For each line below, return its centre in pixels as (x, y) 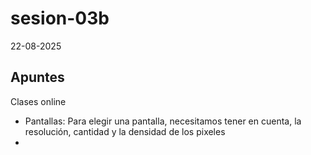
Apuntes (37, 77)
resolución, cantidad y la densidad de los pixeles (125, 131)
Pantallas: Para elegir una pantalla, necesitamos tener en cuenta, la (163, 121)
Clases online (38, 101)
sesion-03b (60, 18)
